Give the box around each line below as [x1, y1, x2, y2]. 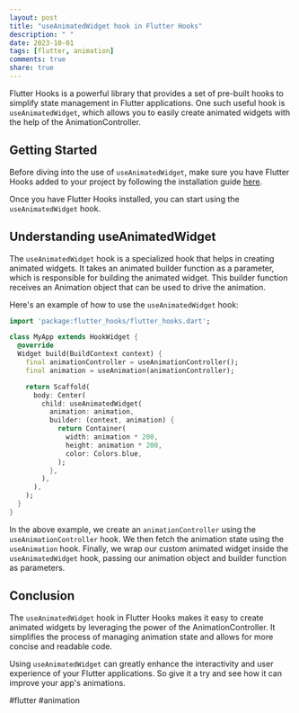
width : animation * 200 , [66, 432, 159, 441]
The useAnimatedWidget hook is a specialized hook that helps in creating [9, 253, 275, 263]
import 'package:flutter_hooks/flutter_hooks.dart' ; [9, 316, 211, 325]
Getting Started [9, 143, 98, 158]
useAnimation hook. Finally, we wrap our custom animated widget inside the [9, 543, 289, 554]
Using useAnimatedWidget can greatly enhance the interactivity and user [9, 658, 274, 669]
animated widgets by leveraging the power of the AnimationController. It [9, 621, 276, 632]
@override [17, 341, 54, 351]
